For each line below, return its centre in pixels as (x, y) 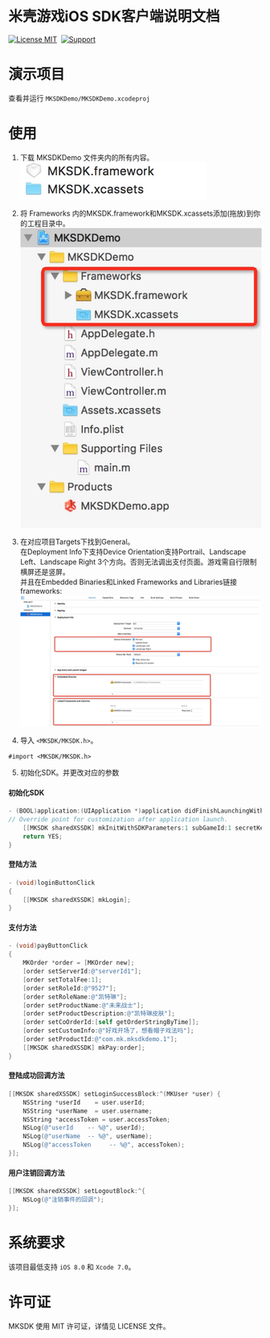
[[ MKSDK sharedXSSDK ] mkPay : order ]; (84, 1048)
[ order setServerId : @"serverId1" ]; (82, 972)
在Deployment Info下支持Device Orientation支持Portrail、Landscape (133, 552)
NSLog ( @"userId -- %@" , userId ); (84, 1128)
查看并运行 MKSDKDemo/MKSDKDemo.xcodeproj (79, 98)
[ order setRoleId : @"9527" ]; (70, 988)
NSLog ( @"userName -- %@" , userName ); (88, 1136)
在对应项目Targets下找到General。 (77, 542)
